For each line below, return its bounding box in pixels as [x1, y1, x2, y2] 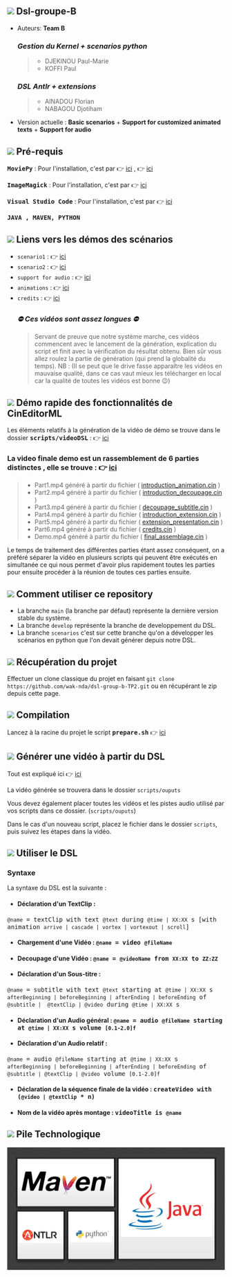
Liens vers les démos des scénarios [16, 234, 173, 245]
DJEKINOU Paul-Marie [44, 57, 109, 65]
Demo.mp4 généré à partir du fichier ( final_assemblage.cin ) [34, 533, 209, 541]
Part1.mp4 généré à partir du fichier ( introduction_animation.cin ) [34, 481, 221, 489]
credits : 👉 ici [17, 294, 60, 302]
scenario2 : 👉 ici [17, 263, 66, 271]
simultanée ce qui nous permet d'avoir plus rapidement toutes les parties [7, 561, 215, 569]
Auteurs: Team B [17, 24, 66, 32]
